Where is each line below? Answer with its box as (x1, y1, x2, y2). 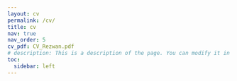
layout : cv (7, 10, 40, 18)
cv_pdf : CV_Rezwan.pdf (7, 43, 75, 50)
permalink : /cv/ (7, 17, 55, 24)
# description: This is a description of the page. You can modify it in (7, 50, 231, 57)
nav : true (7, 30, 37, 37)
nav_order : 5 (7, 37, 46, 44)
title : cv (7, 23, 37, 30)
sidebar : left (13, 63, 55, 70)
